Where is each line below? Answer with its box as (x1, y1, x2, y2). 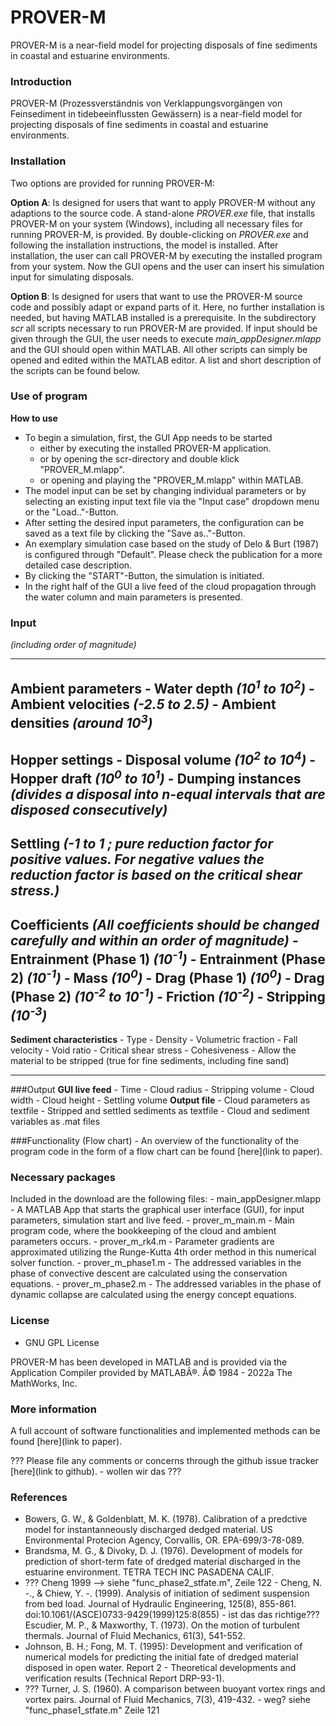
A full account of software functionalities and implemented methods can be (10, 1425, 321, 1436)
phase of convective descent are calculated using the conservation (10, 1267, 288, 1280)
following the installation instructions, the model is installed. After (10, 239, 279, 251)
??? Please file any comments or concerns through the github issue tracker (10, 1455, 319, 1466)
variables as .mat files (10, 1116, 101, 1128)
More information (10, 1402, 97, 1416)
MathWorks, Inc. (10, 1377, 78, 1389)
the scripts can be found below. (10, 364, 141, 376)
